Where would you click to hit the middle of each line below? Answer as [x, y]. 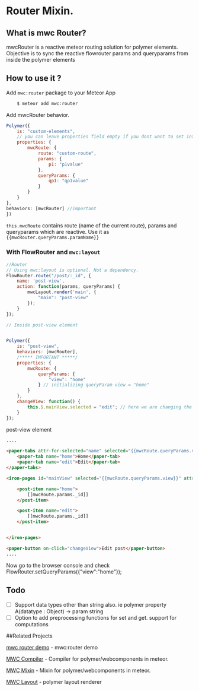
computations [31, 624]
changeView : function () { [49, 402]
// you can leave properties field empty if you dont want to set [100, 137]
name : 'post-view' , [41, 281]
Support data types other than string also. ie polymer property [91, 604]
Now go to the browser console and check [58, 565]
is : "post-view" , [38, 346]
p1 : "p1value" [66, 164]
